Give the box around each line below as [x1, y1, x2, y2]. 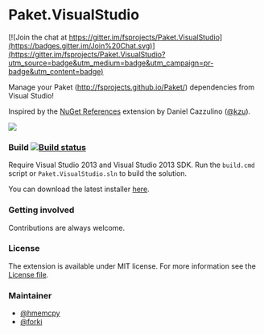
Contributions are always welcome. [8, 223, 126, 232]
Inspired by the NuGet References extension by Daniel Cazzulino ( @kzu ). [8, 106, 251, 116]
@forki [19, 317, 43, 327]
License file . [8, 269, 49, 279]
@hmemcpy [19, 308, 60, 318]
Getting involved [8, 204, 75, 215]
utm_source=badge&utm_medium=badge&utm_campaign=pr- [8, 58, 214, 68]
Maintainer [8, 290, 52, 301]
